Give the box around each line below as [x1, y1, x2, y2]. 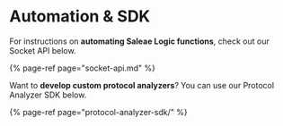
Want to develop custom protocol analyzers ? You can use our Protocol [9, 80, 275, 90]
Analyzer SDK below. [9, 89, 87, 100]
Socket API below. [9, 45, 76, 55]
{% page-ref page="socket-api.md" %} [9, 63, 155, 73]
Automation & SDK [9, 6, 151, 27]
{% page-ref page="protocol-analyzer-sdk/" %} [9, 106, 188, 117]
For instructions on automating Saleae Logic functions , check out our [9, 36, 270, 46]
